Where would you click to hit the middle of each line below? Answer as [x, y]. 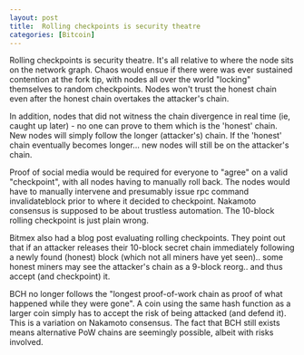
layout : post [34, 18]
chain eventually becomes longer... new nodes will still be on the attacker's [149, 145]
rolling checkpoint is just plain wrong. [79, 221]
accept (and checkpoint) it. [60, 276]
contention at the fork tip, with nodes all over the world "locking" [130, 80]
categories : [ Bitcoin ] [52, 34]
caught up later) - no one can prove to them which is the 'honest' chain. [144, 126]
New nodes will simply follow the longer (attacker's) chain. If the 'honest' [146, 136]
